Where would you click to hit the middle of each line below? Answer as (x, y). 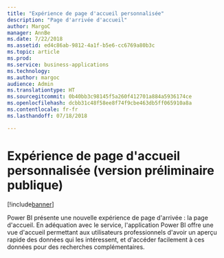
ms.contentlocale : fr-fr (43, 109)
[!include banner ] (31, 204)
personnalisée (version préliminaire (111, 170)
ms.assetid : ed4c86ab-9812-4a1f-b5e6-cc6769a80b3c (81, 45)
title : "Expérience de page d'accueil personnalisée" (86, 13)
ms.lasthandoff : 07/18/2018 (47, 116)
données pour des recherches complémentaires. (76, 247)
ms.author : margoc (33, 77)
